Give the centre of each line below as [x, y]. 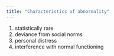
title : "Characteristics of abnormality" [58, 11]
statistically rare [34, 28]
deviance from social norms [48, 34]
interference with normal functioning [59, 47]
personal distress [36, 40]
